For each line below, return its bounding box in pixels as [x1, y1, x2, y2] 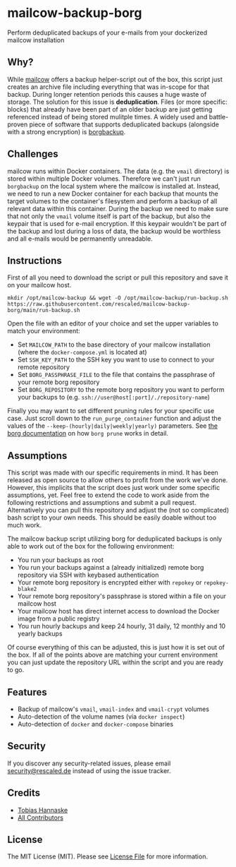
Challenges [7, 148, 58, 160]
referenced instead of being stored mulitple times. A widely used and [7, 112, 208, 121]
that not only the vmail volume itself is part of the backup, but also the [7, 212, 211, 220]
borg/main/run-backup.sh [7, 307, 80, 314]
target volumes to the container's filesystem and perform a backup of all [7, 196, 218, 205]
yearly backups [17, 630, 63, 638]
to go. [7, 666, 25, 674]
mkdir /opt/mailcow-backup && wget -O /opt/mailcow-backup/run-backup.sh [7, 294, 229, 301]
